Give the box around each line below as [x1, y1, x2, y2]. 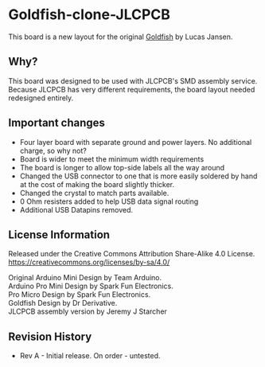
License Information [8, 228, 110, 241]
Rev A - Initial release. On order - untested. [19, 351, 161, 361]
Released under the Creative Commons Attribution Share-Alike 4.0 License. [8, 249, 255, 259]
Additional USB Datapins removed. [19, 205, 134, 214]
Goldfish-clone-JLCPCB [8, 6, 171, 24]
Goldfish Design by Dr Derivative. [8, 299, 118, 308]
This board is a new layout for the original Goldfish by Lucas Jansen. [8, 32, 233, 41]
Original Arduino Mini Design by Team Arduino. [8, 273, 162, 283]
